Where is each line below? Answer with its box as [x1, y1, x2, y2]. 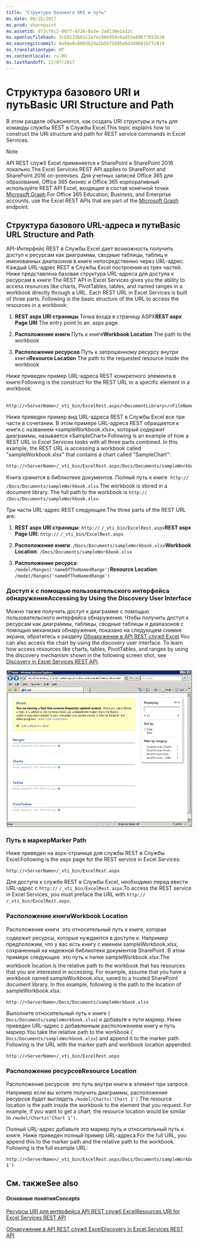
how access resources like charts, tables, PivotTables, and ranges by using [6, 645, 189, 652]
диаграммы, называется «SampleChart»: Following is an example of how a [6, 432, 189, 439]
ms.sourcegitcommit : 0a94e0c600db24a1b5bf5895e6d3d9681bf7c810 [6, 41, 165, 47]
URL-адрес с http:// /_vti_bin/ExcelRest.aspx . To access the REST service [6, 884, 192, 892]
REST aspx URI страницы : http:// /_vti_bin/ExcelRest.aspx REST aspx [14, 524, 192, 531]
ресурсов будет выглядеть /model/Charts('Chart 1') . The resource [6, 1095, 172, 1102]
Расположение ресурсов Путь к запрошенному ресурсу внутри [14, 348, 179, 355]
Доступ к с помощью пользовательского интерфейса [6, 587, 170, 595]
